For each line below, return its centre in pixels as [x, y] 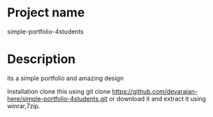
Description [41, 59]
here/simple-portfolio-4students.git [58, 99]
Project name [46, 13]
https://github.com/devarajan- [155, 91]
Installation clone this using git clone [59, 91]
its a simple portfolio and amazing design [65, 78]
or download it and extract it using [158, 99]
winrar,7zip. [24, 106]
